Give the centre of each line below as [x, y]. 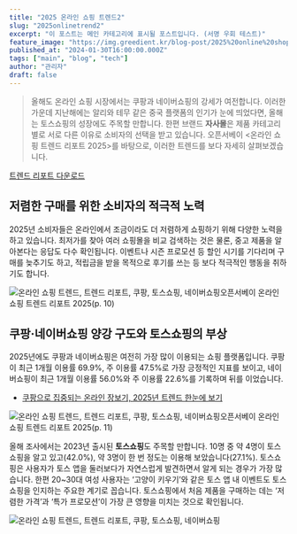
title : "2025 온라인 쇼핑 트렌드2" [67, 17]
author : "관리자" [38, 67]
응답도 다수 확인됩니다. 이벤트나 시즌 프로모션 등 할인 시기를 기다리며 [157, 251]
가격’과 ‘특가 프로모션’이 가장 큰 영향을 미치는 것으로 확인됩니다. [134, 502]
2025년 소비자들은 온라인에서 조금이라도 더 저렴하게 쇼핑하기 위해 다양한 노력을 [146, 229]
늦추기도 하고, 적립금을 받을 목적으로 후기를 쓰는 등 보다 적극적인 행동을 [148, 262]
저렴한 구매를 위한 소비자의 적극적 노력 [107, 206]
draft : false [33, 75]
